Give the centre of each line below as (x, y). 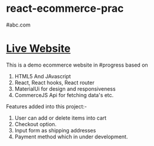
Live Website (38, 49)
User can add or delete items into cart (61, 118)
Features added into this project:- (46, 106)
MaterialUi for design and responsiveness (65, 89)
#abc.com (18, 25)
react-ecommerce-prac (65, 9)
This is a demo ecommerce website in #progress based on (77, 65)
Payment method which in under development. (71, 137)
